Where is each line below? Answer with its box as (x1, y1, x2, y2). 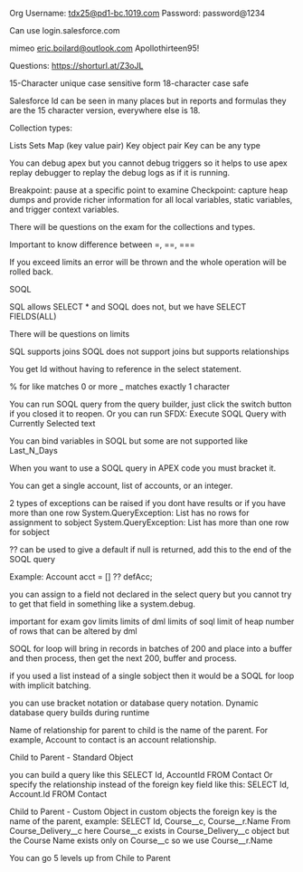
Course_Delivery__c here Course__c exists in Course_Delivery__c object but (9, 826, 289, 836)
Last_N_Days (9, 446, 59, 455)
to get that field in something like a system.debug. (9, 599, 196, 609)
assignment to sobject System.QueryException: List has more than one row (9, 517, 289, 528)
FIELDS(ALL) (9, 311, 57, 321)
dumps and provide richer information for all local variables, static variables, (9, 195, 293, 205)
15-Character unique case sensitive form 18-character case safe (9, 78, 249, 89)
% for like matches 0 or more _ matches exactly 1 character (9, 381, 231, 392)
